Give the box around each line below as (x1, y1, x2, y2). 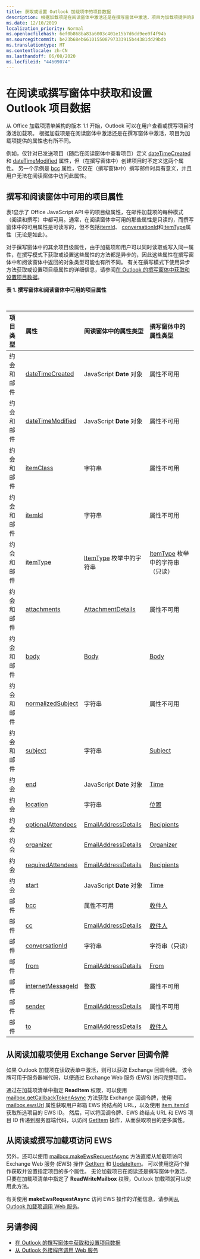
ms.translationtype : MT (6, 42, 65, 48)
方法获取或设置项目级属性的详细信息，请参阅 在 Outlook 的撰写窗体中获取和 (6, 266, 190, 273)
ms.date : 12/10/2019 (6, 20, 58, 26)
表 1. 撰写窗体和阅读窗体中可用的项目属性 (6, 286, 107, 294)
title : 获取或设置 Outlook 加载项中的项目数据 (6, 8, 111, 15)
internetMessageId (26, 982, 79, 990)
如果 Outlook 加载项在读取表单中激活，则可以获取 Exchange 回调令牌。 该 (6, 1066, 187, 1074)
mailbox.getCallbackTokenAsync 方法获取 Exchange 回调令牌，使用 (6, 1094, 172, 1101)
